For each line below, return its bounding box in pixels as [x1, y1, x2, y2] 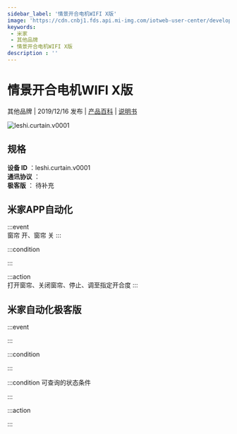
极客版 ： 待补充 [7, 181, 54, 189]
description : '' [7, 50, 59, 57]
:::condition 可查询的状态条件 [7, 378, 92, 387]
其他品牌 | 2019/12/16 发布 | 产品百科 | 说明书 [7, 107, 138, 115]
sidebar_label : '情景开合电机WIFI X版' [7, 10, 117, 18]
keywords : [7, 23, 37, 30]
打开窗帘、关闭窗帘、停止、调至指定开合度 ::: [7, 281, 139, 289]
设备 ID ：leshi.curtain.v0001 [7, 163, 90, 171]
